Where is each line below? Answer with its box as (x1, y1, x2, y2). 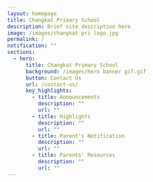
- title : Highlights (32, 113, 91, 120)
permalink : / (7, 36, 45, 43)
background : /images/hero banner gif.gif (25, 68, 147, 75)
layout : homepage (7, 10, 57, 17)
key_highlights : (25, 87, 72, 94)
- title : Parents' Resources (32, 152, 116, 159)
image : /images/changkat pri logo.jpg (7, 29, 119, 37)
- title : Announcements (32, 94, 100, 101)
